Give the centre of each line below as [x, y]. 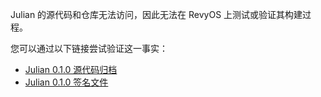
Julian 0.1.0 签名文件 [66, 82]
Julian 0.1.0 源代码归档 [71, 69]
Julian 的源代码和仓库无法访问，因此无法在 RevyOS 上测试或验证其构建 [156, 14]
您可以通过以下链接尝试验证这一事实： [89, 48]
